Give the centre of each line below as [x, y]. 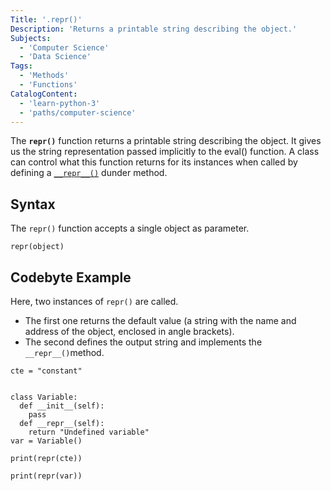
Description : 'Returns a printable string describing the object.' [154, 29]
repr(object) [37, 247]
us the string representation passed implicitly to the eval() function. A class [165, 152]
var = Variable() [46, 441]
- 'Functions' [48, 85]
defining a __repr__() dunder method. [89, 173]
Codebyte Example [71, 277]
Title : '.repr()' [46, 19]
